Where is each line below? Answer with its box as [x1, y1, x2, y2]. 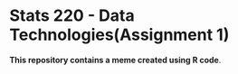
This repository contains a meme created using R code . [9, 54, 222, 65]
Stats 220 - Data [9, 5, 135, 26]
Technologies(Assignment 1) [9, 24, 230, 45]
